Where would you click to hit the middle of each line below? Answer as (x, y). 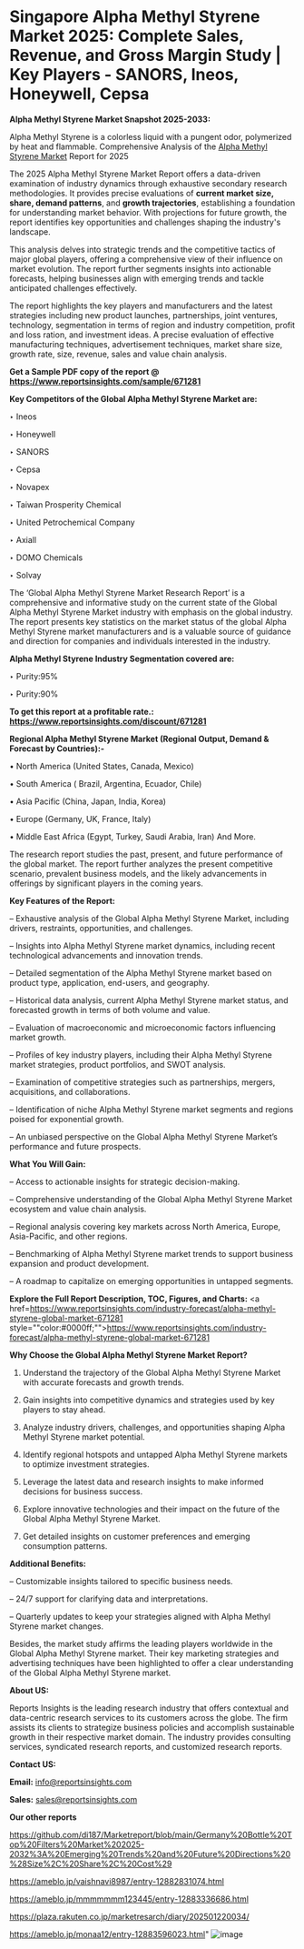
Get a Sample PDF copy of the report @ (84, 371)
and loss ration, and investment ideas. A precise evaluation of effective (142, 335)
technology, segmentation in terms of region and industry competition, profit (152, 325)
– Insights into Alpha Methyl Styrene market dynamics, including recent (142, 945)
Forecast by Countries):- (57, 748)
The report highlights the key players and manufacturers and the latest (141, 306)
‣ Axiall (23, 539)
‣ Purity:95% (34, 676)
